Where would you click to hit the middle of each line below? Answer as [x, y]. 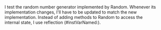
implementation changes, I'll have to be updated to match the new [71, 12]
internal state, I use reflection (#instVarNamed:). [53, 22]
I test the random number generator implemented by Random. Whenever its [80, 7]
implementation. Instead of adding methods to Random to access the [74, 17]
